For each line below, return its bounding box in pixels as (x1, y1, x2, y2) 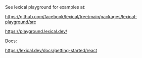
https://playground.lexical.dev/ (5, 29, 68, 34)
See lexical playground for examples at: (5, 4, 86, 10)
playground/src (5, 19, 36, 25)
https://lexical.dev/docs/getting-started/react (5, 48, 97, 53)
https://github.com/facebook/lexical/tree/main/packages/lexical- (5, 14, 137, 19)
